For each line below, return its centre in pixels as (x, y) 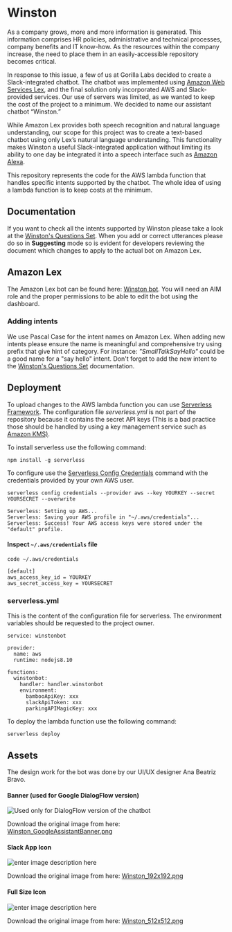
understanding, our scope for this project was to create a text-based (105, 132)
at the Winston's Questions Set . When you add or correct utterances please (115, 235)
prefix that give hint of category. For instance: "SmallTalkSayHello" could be (116, 351)
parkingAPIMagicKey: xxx (61, 709)
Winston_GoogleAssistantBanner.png (60, 832)
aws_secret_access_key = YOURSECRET (60, 583)
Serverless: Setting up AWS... (52, 511)
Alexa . (16, 161)
